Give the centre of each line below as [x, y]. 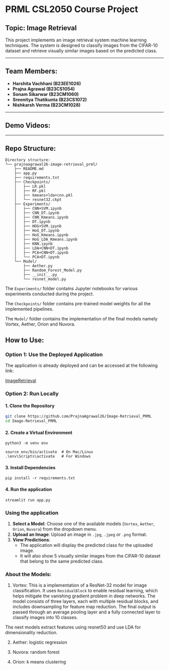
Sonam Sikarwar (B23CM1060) [46, 94]
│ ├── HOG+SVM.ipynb [38, 226]
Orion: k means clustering [39, 662]
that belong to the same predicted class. [62, 561]
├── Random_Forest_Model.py [53, 270]
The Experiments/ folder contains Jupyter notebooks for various [71, 289]
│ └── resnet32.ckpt [38, 200]
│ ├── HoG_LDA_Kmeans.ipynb [46, 240]
